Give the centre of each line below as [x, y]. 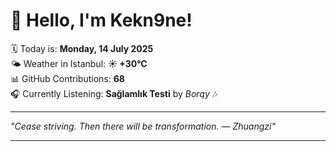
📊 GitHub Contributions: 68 [67, 78]
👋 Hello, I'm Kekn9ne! [101, 20]
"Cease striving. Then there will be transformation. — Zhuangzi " [143, 126]
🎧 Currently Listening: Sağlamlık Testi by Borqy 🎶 [114, 93]
